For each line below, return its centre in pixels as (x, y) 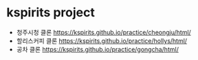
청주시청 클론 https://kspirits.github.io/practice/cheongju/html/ (104, 32)
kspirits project (51, 13)
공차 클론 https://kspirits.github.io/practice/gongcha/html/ (98, 49)
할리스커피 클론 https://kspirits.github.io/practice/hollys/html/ (101, 41)
